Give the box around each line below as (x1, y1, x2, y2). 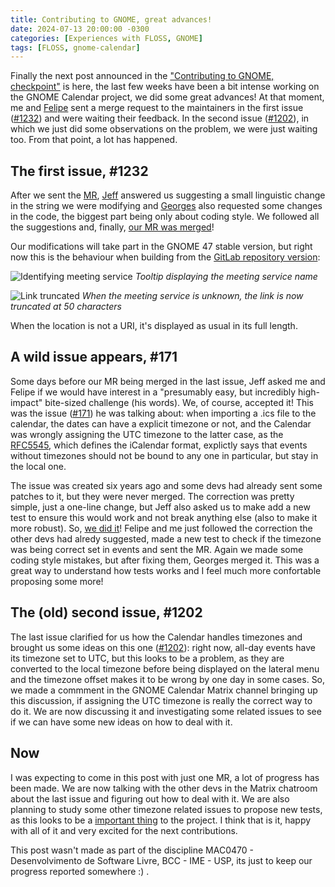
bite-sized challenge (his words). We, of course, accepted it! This (44, 396, 314, 408)
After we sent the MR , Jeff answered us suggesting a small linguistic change (10, 189, 326, 201)
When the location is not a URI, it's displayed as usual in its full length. (10, 320, 298, 332)
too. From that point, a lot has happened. (10, 134, 178, 146)
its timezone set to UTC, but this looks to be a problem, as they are (10, 652, 285, 664)
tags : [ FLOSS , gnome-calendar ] (10, 42, 141, 53)
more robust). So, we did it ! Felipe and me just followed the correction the (10, 522, 313, 534)
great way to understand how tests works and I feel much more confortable (10, 564, 322, 576)
